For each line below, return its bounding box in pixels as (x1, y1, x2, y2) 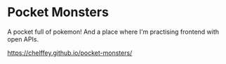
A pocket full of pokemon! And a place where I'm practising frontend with (7, 27, 220, 36)
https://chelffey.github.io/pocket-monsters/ (7, 49, 133, 57)
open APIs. (7, 34, 39, 43)
